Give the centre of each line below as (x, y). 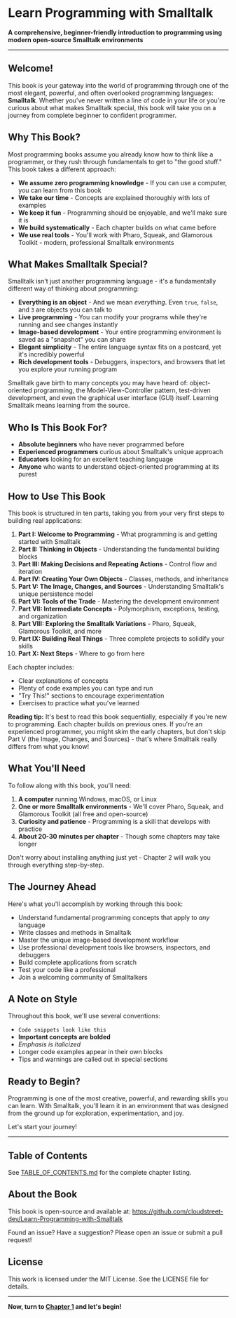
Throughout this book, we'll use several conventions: (84, 1016)
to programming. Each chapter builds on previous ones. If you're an (105, 724)
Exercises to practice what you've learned (78, 703)
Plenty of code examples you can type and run (85, 688)
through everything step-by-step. (56, 865)
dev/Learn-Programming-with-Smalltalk (65, 1218)
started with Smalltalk (49, 541)
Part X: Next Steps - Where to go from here (82, 653)
